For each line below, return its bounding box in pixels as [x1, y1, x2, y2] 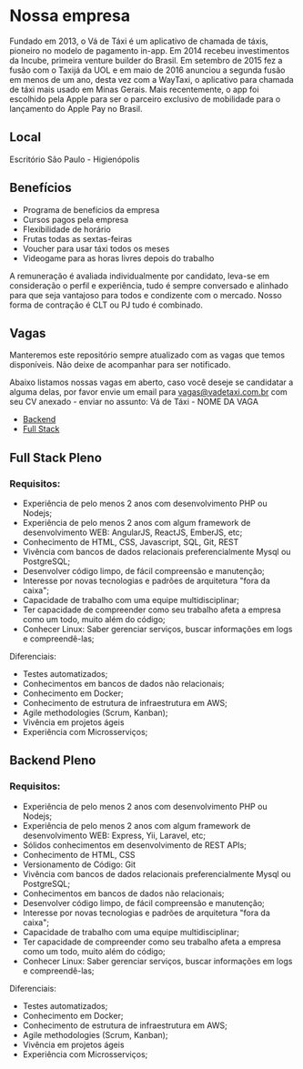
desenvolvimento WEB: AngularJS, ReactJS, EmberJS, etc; [22, 527, 243, 538]
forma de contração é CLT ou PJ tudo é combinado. [9, 299, 203, 310]
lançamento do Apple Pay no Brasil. [9, 103, 143, 114]
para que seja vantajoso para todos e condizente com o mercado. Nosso [9, 289, 282, 300]
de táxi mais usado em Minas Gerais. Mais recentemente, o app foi [9, 84, 259, 95]
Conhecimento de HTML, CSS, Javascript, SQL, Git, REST [22, 537, 239, 548]
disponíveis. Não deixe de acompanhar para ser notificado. [9, 359, 231, 370]
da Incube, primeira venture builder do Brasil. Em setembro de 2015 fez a [9, 55, 283, 66]
